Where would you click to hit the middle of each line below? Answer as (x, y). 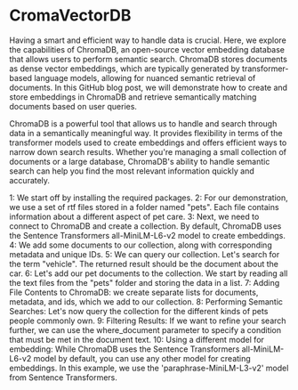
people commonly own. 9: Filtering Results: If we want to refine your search (148, 321)
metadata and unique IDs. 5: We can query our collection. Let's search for (145, 254)
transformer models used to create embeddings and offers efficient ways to (148, 142)
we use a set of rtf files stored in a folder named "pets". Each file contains (144, 207)
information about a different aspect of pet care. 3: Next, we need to (134, 216)
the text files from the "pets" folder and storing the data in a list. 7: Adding (145, 282)
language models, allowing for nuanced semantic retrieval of (145, 77)
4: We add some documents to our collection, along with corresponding (141, 245)
